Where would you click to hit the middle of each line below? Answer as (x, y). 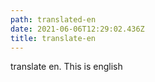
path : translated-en (53, 19)
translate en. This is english (66, 67)
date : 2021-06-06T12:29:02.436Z (77, 29)
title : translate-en (53, 38)
